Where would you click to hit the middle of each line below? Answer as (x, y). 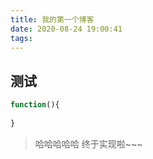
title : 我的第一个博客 (52, 19)
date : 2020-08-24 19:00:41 (66, 29)
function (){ (35, 105)
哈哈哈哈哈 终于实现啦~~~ (88, 143)
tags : (21, 38)
